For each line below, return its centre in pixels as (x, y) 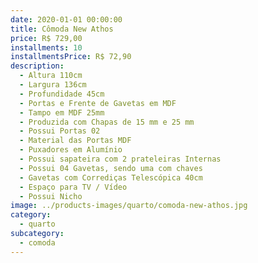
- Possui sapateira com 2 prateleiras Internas (120, 159)
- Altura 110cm (51, 76)
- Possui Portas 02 (60, 131)
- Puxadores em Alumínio (71, 150)
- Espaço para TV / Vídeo (73, 187)
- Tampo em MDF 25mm (62, 112)
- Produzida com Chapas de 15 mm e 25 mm (107, 122)
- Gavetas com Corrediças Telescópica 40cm (111, 177)
